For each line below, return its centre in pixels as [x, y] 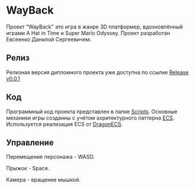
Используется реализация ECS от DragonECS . [65, 124]
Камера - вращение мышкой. [44, 180]
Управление [30, 142]
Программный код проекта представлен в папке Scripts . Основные [92, 111]
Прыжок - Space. [28, 168]
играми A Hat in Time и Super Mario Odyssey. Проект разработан [88, 33]
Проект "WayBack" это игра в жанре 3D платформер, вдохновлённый [95, 27]
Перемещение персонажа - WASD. [50, 157]
